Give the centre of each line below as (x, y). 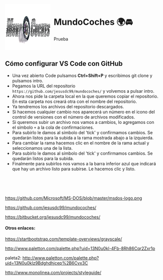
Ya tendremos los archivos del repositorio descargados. (68, 106)
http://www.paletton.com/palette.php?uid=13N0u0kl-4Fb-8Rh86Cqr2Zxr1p (80, 248)
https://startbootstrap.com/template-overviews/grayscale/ (64, 239)
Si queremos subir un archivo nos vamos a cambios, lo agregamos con (83, 122)
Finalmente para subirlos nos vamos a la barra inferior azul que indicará (84, 163)
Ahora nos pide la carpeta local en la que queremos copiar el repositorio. (85, 96)
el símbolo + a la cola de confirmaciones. (53, 127)
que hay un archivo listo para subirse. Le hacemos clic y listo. (74, 169)
